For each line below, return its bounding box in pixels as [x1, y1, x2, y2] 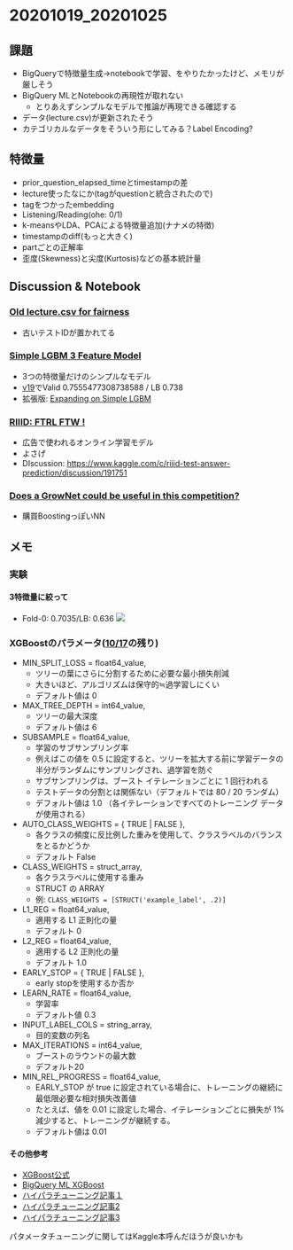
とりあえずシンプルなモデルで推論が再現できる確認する [35, 101, 237, 112]
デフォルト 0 [35, 926, 82, 936]
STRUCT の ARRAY [35, 883, 104, 894]
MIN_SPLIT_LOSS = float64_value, [21, 658, 147, 668]
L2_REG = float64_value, [21, 936, 112, 947]
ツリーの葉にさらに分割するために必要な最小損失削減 [35, 668, 230, 679]
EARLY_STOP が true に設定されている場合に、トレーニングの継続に [35, 1082, 283, 1093]
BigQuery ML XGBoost [21, 1180, 104, 1191]
